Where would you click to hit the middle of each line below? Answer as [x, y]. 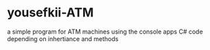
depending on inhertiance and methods [63, 38]
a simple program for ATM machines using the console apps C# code [105, 32]
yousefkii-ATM [50, 13]
